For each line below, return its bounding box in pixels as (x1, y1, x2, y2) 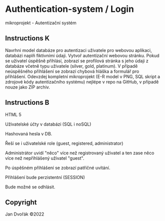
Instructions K (5, 34, 50, 43)
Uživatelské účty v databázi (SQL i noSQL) (5, 121, 91, 127)
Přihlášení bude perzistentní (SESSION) (5, 174, 85, 180)
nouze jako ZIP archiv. (5, 84, 50, 90)
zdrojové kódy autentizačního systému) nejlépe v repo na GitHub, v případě (5, 79, 159, 85)
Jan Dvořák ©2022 (5, 211, 44, 217)
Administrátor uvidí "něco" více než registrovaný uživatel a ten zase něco (5, 150, 155, 156)
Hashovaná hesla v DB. (5, 131, 52, 136)
